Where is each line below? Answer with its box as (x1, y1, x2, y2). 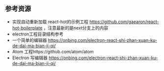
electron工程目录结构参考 (12, 31, 64, 37)
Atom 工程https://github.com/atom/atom (12, 48, 94, 54)
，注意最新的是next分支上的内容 (43, 25, 109, 31)
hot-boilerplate (12, 25, 43, 31)
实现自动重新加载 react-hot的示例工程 (12, 19, 88, 25)
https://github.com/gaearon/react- (89, 19, 160, 25)
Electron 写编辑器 (12, 55, 48, 61)
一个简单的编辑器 (12, 37, 47, 43)
